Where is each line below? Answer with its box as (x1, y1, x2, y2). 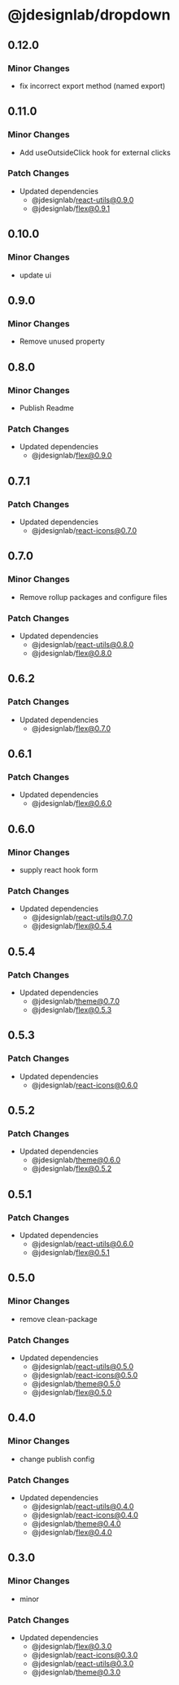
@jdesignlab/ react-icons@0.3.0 (31, 1650, 138, 1660)
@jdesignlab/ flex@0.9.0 (31, 450, 112, 461)
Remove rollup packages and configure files (19, 592, 168, 602)
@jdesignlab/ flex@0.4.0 (31, 1527, 112, 1537)
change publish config (19, 1454, 95, 1464)
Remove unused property (19, 336, 105, 347)
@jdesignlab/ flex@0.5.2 (31, 1164, 112, 1174)
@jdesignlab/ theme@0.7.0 (31, 996, 120, 1006)
